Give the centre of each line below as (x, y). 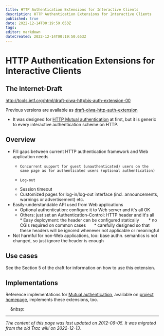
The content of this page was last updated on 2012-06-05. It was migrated (81, 323)
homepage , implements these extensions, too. (52, 300)
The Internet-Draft (34, 89)
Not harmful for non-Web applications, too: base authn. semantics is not (85, 235)
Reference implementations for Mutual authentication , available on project (80, 295)
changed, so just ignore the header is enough (58, 240)
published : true (22, 18)
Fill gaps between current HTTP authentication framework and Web (80, 151)
